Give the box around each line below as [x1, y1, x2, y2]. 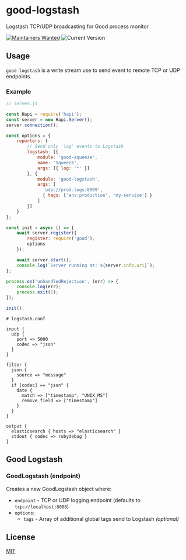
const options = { [6, 133, 51, 139]
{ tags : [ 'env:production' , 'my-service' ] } [43, 192, 153, 199]
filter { [6, 362, 27, 368]
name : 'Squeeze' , [37, 160, 80, 165]
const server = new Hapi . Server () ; [6, 116, 93, 123]
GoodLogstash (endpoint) [6, 472, 80, 480]
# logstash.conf [6, 316, 45, 322]
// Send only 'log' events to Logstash [27, 144, 124, 150]
